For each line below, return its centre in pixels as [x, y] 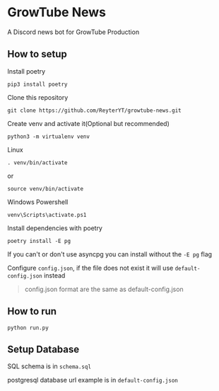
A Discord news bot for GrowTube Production [73, 32]
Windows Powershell [38, 202]
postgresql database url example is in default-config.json [93, 380]
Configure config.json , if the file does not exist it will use [90, 268]
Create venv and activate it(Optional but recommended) [88, 123]
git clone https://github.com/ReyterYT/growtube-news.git [94, 110]
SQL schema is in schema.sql [49, 366]
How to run [32, 311]
